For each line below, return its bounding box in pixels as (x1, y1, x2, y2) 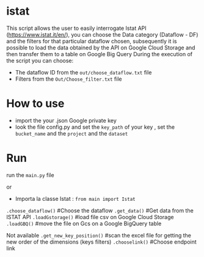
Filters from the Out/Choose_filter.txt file (15, 75, 122, 82)
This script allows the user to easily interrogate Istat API (6, 24, 147, 32)
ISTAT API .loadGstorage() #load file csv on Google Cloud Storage (6, 213, 174, 220)
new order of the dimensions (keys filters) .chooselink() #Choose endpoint (6, 238, 197, 245)
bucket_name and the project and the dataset (15, 129, 128, 137)
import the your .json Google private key (15, 117, 117, 124)
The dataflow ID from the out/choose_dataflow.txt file (15, 68, 152, 76)
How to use (6, 96, 65, 110)
